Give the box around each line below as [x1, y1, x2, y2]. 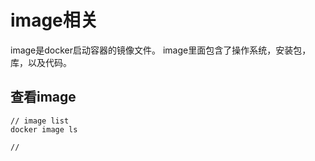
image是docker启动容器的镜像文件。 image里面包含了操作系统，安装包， [10, 44, 312, 56]
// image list [10, 116, 70, 126]
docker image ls [10, 124, 78, 135]
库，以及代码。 [10, 56, 72, 68]
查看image [10, 89, 77, 106]
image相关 [10, 9, 98, 32]
